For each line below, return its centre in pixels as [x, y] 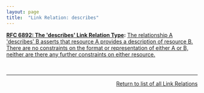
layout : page [23, 12]
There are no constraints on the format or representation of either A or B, [97, 48]
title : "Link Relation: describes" [53, 18]
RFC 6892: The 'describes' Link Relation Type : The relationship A [90, 35]
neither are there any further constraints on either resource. [81, 54]
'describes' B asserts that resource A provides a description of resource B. [100, 41]
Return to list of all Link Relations [157, 83]
